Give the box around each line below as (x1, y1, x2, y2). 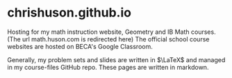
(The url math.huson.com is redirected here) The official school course (7, 35, 210, 43)
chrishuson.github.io (7, 5, 132, 21)
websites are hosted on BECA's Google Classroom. (7, 42, 153, 50)
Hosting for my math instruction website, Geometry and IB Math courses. (7, 28, 217, 36)
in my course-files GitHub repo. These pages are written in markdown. (7, 63, 209, 71)
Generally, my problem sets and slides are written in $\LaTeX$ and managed (7, 55, 226, 64)
